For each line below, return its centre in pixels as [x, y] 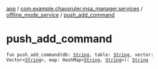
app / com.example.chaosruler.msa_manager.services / [75, 9]
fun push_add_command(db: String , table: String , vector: [80, 55]
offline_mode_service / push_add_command [60, 15]
